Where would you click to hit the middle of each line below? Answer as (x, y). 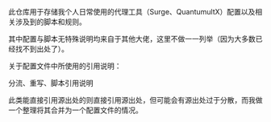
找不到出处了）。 (42, 49)
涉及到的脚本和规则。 (50, 22)
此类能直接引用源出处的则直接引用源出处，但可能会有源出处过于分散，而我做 (135, 100)
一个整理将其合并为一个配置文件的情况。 (75, 110)
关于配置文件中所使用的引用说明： (65, 66)
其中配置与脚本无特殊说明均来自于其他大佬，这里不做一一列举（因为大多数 (132, 39)
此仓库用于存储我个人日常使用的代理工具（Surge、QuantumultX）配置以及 (132, 12)
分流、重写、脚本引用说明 (51, 83)
